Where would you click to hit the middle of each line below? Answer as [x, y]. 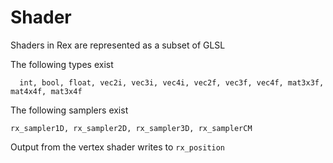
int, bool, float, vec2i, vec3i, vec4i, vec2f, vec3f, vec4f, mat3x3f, [172, 82]
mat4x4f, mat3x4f [46, 91]
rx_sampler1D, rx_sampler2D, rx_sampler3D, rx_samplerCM [131, 128]
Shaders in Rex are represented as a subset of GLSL [118, 45]
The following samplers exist [69, 110]
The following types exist [62, 64]
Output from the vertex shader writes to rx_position [118, 147]
